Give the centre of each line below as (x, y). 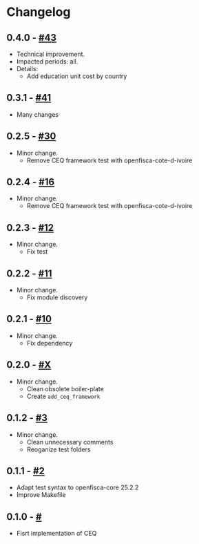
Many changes (38, 114)
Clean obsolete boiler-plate (65, 388)
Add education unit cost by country (77, 76)
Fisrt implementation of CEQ (56, 534)
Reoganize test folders (59, 449)
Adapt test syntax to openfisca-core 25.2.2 (77, 487)
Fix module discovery (57, 297)
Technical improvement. (51, 54)
